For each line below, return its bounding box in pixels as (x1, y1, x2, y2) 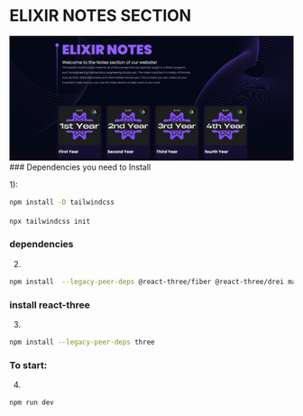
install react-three (9, 299, 90, 311)
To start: (9, 358, 48, 371)
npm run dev (9, 398, 54, 407)
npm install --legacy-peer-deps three (9, 337, 155, 347)
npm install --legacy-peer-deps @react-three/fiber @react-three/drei (9, 277, 284, 286)
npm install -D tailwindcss (9, 198, 115, 207)
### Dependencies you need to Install (9, 162, 151, 172)
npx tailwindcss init (9, 217, 91, 226)
